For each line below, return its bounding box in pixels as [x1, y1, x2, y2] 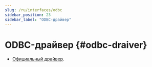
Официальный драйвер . [12, 56, 64, 62]
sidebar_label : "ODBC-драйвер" [5, 17, 72, 22]
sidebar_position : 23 [5, 12, 51, 17]
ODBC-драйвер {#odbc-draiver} [5, 39, 147, 51]
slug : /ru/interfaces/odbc [5, 7, 62, 13]
